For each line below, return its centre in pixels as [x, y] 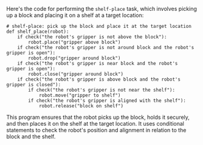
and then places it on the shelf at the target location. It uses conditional [95, 123]
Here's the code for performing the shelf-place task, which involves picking [102, 9]
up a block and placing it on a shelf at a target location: [75, 15]
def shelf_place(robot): [38, 32]
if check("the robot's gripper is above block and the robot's [99, 79]
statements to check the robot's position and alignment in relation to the [96, 130]
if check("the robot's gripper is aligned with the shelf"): [107, 101]
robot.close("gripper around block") [76, 74]
